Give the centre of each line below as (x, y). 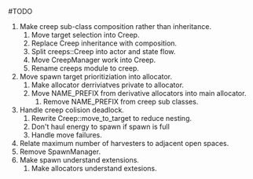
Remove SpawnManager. (60, 152)
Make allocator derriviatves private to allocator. (108, 85)
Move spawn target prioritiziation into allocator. (96, 77)
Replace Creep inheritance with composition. (104, 43)
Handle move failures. (66, 135)
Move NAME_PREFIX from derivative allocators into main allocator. (139, 93)
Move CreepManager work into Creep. (93, 60)
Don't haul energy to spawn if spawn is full (101, 126)
